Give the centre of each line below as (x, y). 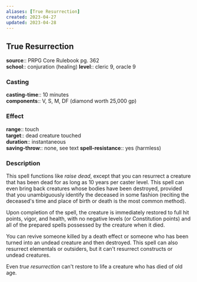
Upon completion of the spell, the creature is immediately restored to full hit (98, 213)
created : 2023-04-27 (31, 17)
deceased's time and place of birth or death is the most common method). (96, 201)
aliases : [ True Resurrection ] (43, 11)
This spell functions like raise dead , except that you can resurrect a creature (98, 176)
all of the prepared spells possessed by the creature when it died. (86, 225)
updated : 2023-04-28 (31, 22)
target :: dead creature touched (44, 135)
